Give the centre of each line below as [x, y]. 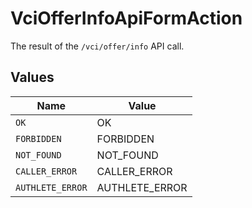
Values [32, 77]
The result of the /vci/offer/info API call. [97, 46]
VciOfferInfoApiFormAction [126, 18]
